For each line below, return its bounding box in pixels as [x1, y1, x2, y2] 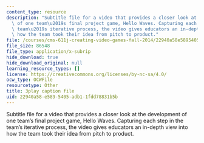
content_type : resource [6, 9, 67, 15]
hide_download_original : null [6, 60, 83, 66]
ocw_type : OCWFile [6, 77, 53, 83]
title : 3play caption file [6, 88, 75, 94]
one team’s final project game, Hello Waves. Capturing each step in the [6, 117, 184, 124]
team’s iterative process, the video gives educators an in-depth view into [6, 123, 188, 131]
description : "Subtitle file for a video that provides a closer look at [6, 15, 197, 21]
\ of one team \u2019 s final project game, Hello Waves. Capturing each [12, 20, 197, 26]
